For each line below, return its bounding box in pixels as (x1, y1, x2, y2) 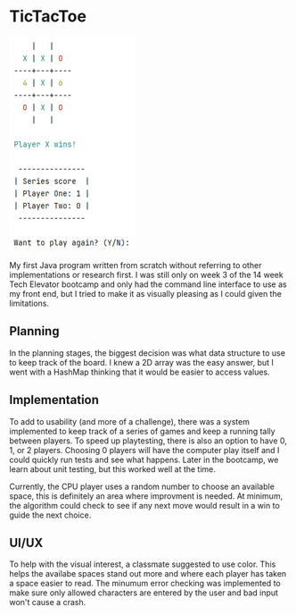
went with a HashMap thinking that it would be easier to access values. (9, 366, 270, 377)
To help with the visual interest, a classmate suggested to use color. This (9, 559, 276, 569)
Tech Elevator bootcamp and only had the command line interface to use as (9, 279, 287, 290)
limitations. (9, 298, 50, 308)
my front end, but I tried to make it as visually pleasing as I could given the (9, 288, 283, 299)
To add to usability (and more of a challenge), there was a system (9, 416, 250, 426)
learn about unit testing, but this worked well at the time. (9, 463, 217, 475)
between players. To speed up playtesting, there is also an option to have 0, (9, 435, 287, 446)
